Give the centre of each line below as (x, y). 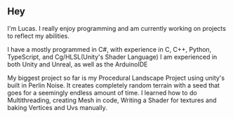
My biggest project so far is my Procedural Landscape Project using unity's (116, 78)
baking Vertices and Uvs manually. (57, 107)
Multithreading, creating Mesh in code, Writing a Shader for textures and (112, 100)
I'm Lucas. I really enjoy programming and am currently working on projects (117, 28)
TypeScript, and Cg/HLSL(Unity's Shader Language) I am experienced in (112, 57)
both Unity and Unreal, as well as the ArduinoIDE (78, 64)
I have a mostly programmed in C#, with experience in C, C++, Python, (109, 49)
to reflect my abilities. (39, 36)
